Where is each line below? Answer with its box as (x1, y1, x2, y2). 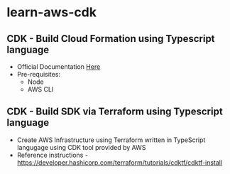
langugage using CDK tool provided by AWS (16, 143, 146, 151)
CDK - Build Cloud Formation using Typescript (6, 33, 215, 45)
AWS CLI (27, 85, 54, 93)
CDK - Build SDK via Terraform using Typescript (6, 106, 223, 118)
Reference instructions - (16, 151, 88, 159)
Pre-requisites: (16, 70, 61, 78)
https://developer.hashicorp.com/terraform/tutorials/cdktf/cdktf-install (16, 158, 223, 167)
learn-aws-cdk (6, 4, 97, 21)
